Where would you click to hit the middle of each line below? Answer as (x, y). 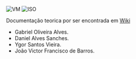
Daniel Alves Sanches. (42, 38)
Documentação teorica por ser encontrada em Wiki (68, 20)
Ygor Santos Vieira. (38, 45)
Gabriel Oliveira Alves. (42, 32)
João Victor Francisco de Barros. (55, 51)
